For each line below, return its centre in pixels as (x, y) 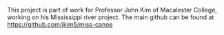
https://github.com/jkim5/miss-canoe (60, 24)
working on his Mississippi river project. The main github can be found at (111, 17)
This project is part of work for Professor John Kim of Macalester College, (112, 10)
